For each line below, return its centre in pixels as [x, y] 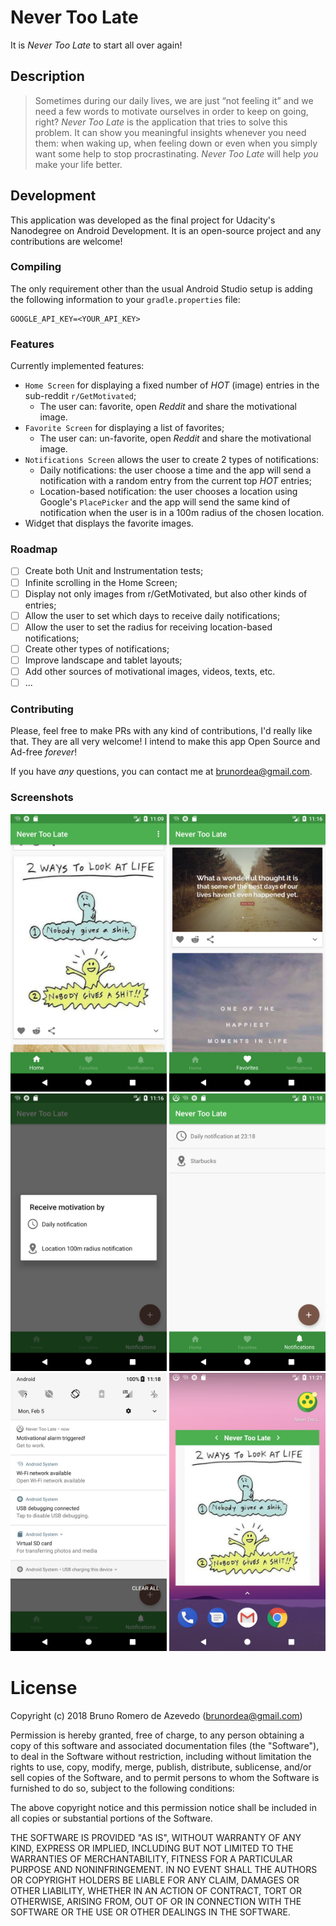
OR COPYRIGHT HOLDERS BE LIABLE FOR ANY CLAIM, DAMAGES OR [155, 1880]
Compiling [36, 267]
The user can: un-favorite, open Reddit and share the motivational [175, 438]
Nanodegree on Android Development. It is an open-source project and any [166, 230]
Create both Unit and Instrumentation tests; [114, 571]
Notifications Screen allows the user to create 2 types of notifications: [172, 460]
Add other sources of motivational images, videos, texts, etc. [150, 671]
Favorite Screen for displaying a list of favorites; [124, 428]
